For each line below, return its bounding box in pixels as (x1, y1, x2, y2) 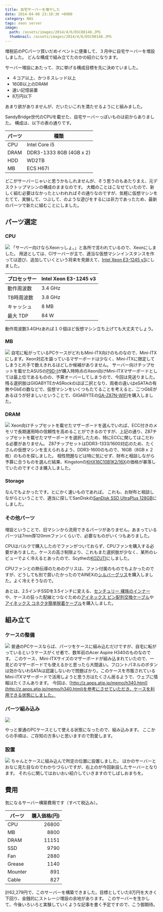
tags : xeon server (5, 20, 42, 26)
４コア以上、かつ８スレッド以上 (12, 75, 76, 81)
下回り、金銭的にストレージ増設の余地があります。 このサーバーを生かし (5, 895, 150, 901)
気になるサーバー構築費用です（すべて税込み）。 (5, 800, 100, 805)
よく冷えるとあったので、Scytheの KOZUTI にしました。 (21, 555, 132, 561)
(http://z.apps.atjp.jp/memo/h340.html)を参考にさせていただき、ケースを (5, 686, 151, 692)
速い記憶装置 (12, 87, 38, 93)
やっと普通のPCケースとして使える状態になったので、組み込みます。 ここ (5, 727, 151, 733)
